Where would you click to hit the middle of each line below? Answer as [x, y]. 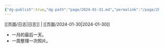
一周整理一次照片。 [31, 41]
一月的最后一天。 [29, 34]
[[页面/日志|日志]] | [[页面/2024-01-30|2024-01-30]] [57, 24]
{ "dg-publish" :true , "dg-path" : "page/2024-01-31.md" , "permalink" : [72, 10]
